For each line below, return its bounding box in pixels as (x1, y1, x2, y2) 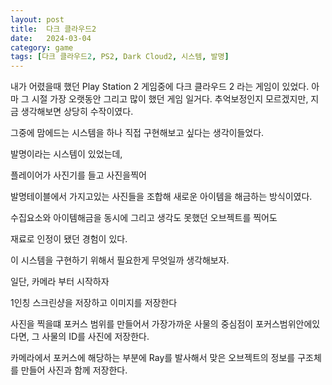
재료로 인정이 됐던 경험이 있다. (10, 233, 128, 245)
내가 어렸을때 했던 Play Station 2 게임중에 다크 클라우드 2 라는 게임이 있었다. (10, 81, 310, 93)
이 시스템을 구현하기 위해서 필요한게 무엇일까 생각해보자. (10, 254, 230, 266)
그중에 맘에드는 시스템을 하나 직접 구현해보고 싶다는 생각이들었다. (10, 127, 265, 139)
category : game (10, 42, 74, 53)
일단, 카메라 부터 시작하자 (10, 276, 110, 288)
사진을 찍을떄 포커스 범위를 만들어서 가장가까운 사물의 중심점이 (10, 318, 254, 330)
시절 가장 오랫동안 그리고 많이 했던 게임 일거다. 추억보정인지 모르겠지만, (31, 93, 309, 105)
